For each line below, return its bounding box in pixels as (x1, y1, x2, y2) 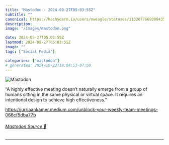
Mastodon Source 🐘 (5, 123, 47, 129)
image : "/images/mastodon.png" (5, 26, 71, 31)
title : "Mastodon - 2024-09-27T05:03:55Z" (5, 7, 96, 13)
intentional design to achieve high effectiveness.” (5, 97, 107, 103)
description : (5, 21, 33, 27)
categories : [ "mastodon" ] (5, 58, 59, 63)
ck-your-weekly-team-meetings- (90, 106, 158, 113)
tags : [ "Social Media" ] (5, 49, 55, 54)
